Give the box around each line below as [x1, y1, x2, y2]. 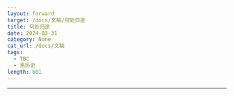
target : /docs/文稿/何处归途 [7, 17, 86, 24]
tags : [7, 49, 23, 56]
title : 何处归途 [7, 23, 50, 30]
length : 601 [7, 68, 42, 75]
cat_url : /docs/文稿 [7, 42, 65, 49]
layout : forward [7, 10, 54, 17]
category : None [7, 36, 52, 43]
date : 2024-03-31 [7, 29, 58, 37]
